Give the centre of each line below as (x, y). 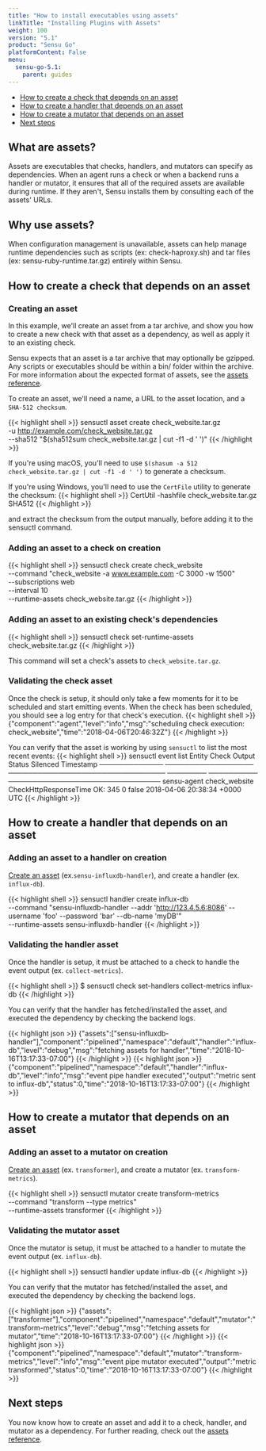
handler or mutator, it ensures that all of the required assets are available (127, 183)
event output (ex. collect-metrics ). (66, 970)
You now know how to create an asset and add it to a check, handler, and (127, 1422)
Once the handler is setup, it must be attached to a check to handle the (124, 962)
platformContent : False (47, 52)
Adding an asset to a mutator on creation (88, 1152)
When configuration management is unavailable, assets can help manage (127, 244)
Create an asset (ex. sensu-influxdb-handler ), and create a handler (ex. (124, 875)
